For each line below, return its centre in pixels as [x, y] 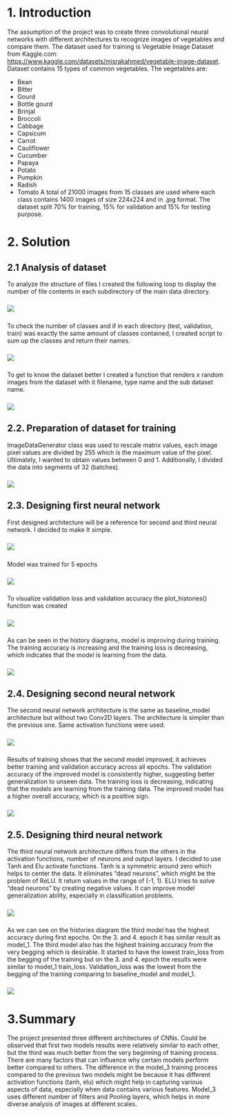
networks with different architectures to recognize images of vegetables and [116, 39]
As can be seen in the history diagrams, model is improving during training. [114, 640]
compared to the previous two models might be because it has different [109, 1075]
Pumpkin [30, 177]
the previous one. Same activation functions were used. [86, 725]
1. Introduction [49, 13]
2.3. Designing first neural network [84, 506]
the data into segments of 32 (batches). [63, 467]
